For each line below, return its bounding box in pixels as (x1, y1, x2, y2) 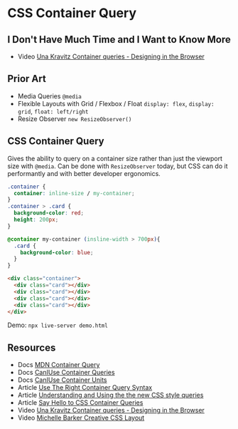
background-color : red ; (13, 210, 84, 217)
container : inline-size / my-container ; (13, 190, 135, 197)
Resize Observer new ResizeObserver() (17, 114, 132, 123)
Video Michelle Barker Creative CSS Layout (17, 413, 145, 422)
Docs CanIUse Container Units (17, 376, 107, 384)
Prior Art (7, 73, 46, 85)
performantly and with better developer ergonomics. (7, 169, 161, 177)
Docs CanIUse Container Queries (17, 368, 115, 377)
